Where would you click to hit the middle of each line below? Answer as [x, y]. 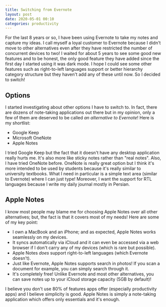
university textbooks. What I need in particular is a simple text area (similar [81, 174]
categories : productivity [32, 24]
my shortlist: [18, 123]
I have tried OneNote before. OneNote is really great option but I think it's [80, 163]
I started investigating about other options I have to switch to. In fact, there [81, 107]
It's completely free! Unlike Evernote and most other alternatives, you [83, 274]
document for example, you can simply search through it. [71, 268]
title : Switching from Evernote [38, 10]
